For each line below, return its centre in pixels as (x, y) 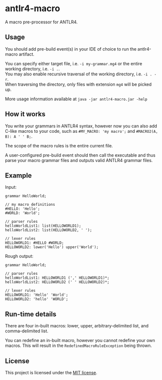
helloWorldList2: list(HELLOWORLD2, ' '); (49, 230)
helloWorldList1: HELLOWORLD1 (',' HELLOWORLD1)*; (57, 278)
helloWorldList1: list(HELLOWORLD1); (43, 226)
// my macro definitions (30, 205)
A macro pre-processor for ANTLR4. (41, 22)
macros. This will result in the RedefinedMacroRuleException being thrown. (79, 345)
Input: (11, 187)
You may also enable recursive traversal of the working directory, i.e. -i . (79, 74)
